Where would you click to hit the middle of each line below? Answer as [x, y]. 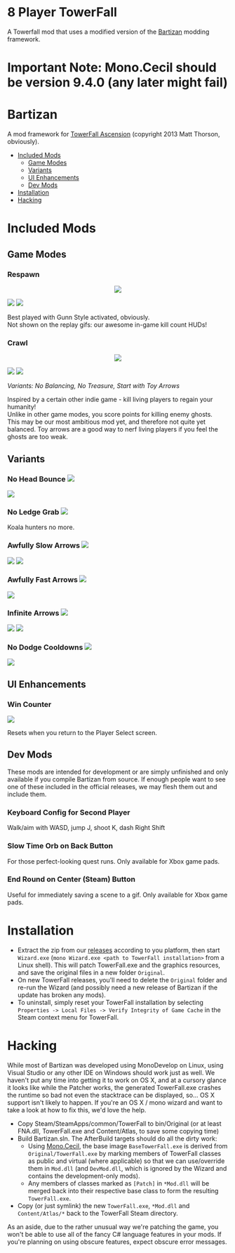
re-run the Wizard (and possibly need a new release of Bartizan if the [117, 987]
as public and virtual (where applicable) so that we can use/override [126, 1161]
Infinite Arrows [33, 613]
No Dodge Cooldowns [45, 647]
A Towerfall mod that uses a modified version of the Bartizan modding [108, 32]
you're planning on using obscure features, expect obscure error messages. [117, 1242]
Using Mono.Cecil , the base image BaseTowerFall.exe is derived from [128, 1145]
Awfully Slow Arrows [44, 545]
